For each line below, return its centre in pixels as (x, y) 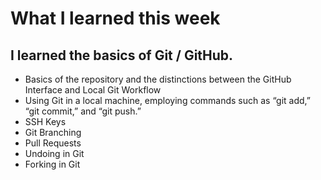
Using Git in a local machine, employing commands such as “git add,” (167, 100)
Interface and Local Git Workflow (93, 90)
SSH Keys (45, 121)
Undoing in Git (54, 153)
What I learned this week (115, 18)
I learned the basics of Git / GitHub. (122, 55)
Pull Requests (53, 143)
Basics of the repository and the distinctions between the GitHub (158, 79)
